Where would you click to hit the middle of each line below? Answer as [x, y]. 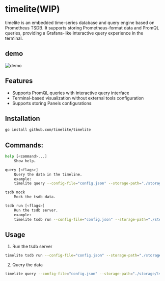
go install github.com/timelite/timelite [48, 130]
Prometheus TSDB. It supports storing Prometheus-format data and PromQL [82, 27]
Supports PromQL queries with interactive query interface [71, 93]
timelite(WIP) [33, 9]
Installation [23, 118]
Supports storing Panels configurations [52, 103]
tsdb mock [15, 192]
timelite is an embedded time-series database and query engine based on [80, 23]
